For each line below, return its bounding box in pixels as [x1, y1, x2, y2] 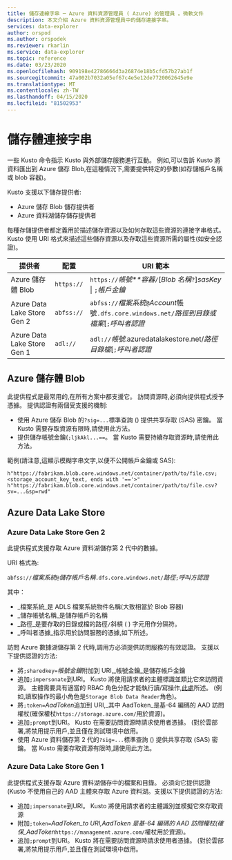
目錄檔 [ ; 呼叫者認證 [89, 344, 152, 354]
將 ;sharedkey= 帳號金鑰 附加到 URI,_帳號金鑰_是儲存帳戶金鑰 [17, 667, 186, 675]
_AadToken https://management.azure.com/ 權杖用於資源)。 [23, 828, 190, 836]
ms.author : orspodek [7, 36, 67, 43]
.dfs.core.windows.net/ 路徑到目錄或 [96, 308, 216, 317]
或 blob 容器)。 [7, 173, 50, 182]
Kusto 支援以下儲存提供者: [7, 188, 81, 196]
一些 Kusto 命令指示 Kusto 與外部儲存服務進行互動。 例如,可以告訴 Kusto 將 [7, 156, 221, 164]
